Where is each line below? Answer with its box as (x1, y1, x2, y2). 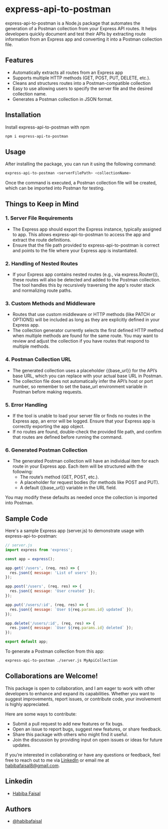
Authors (5, 805, 32, 813)
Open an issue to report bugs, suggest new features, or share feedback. (12, 726, 162, 732)
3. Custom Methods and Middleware (5, 300, 96, 307)
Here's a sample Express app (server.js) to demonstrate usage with (5, 528, 144, 534)
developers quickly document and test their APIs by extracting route (5, 31, 146, 37)
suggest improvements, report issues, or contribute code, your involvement (5, 696, 161, 702)
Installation (5, 111, 41, 119)
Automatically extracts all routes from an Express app (12, 69, 123, 75)
